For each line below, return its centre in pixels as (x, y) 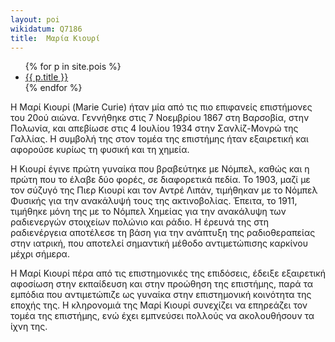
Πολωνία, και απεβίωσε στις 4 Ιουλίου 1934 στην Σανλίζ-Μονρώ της (154, 128)
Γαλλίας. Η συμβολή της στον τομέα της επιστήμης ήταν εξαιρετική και (159, 139)
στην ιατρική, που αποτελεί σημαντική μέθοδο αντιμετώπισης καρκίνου (159, 243)
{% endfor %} (53, 88)
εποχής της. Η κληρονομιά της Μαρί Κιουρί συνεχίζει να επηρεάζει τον (159, 305)
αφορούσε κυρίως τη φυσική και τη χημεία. (100, 150)
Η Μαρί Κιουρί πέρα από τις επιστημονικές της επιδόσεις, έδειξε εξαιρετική (168, 273)
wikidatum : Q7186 (46, 29)
